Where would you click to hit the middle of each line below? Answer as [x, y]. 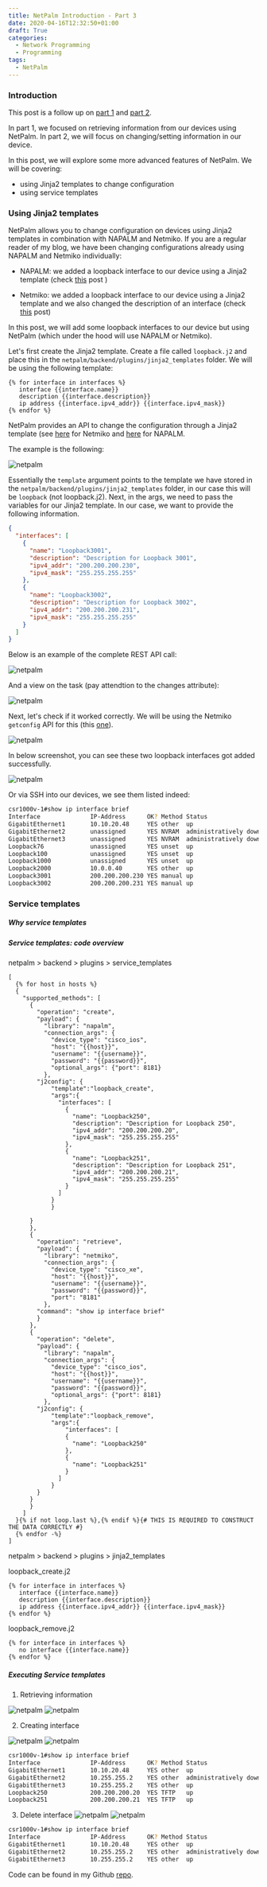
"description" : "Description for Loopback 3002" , [113, 603]
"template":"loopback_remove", [103, 1416]
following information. [44, 514]
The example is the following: [56, 449]
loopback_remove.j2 [42, 1628]
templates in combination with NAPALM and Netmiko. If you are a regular [128, 239]
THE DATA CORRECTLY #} [46, 1527]
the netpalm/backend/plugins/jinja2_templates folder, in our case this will [130, 488]
